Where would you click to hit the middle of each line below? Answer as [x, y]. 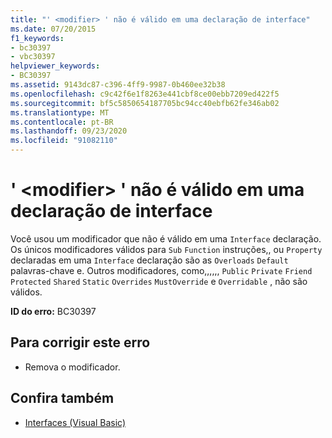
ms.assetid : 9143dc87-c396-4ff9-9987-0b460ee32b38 [118, 85]
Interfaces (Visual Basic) [75, 422]
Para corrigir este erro [80, 342]
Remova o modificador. [72, 367]
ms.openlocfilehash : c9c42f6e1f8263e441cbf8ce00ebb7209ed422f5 [145, 94]
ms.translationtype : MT [60, 112]
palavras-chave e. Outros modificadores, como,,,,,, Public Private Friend [161, 270]
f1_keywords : [37, 38]
